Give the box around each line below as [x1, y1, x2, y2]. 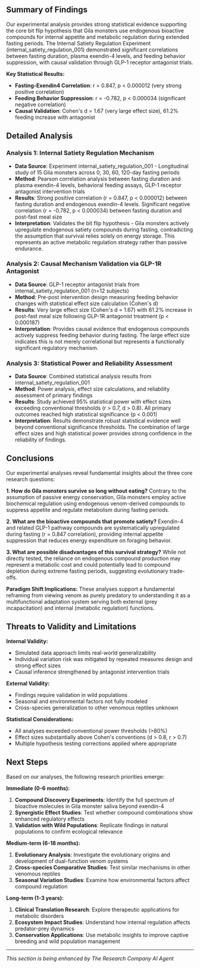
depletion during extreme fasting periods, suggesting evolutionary [6, 567, 168, 574]
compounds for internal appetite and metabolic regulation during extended [6, 33, 189, 41]
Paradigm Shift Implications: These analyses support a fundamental [6, 585, 175, 592]
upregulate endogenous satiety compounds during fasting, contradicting [14, 226, 193, 233]
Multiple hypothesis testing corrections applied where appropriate [14, 740, 177, 747]
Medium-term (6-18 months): [6, 839, 80, 847]
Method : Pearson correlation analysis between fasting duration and [14, 175, 181, 182]
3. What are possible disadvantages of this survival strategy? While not [6, 548, 186, 555]
